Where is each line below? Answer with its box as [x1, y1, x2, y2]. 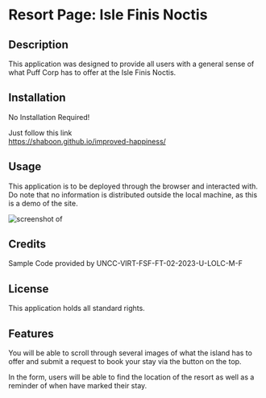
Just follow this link [8, 127, 73, 138]
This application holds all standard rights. [8, 304, 145, 313]
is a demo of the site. [8, 198, 78, 208]
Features [8, 326, 54, 340]
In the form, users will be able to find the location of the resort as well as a [8, 372, 255, 382]
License [8, 282, 49, 296]
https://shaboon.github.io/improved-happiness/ [8, 136, 167, 146]
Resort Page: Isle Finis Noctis [8, 6, 208, 24]
